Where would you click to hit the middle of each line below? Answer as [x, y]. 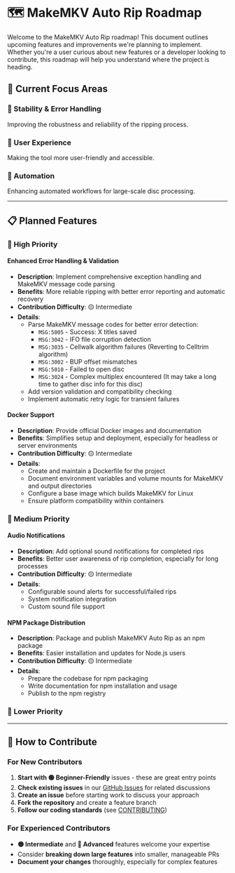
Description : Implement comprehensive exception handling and [109, 276]
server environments [47, 445]
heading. [20, 67]
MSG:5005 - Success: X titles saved [87, 332]
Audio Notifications [36, 535]
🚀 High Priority [33, 244]
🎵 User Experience [39, 142]
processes [33, 566]
